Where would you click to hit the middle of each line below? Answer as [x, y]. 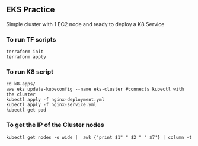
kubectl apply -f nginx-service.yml [51, 105]
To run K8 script [30, 72]
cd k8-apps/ [21, 84]
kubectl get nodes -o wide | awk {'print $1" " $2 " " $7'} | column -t [99, 137]
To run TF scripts [31, 39]
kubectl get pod [26, 110]
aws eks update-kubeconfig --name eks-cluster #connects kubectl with [95, 89]
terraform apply [26, 57]
